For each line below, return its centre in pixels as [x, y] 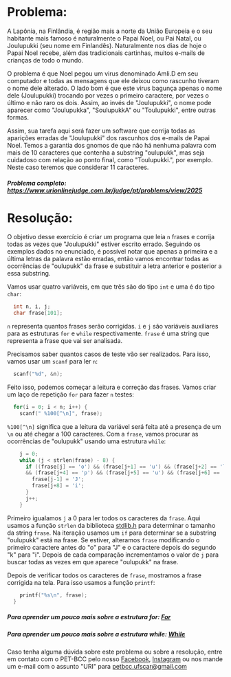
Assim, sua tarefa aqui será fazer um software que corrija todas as [101, 131]
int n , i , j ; [32, 307]
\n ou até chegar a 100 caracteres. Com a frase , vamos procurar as [103, 434]
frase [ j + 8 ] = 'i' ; [58, 486]
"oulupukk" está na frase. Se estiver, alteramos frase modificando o [103, 540]
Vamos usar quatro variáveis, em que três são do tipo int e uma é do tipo [111, 287]
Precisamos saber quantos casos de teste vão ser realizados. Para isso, [109, 354]
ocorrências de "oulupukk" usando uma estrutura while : [87, 441]
